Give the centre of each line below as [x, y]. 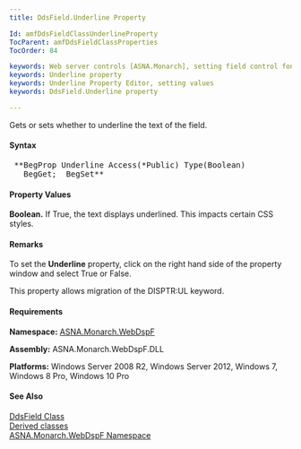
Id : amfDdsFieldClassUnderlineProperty [84, 34]
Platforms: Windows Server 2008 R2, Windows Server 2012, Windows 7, [143, 366]
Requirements [36, 311]
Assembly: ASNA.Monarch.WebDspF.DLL [86, 349]
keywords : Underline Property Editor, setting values [112, 83]
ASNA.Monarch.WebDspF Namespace [80, 435]
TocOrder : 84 [34, 50]
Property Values [40, 194]
